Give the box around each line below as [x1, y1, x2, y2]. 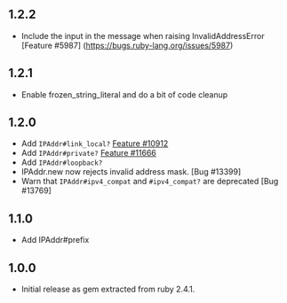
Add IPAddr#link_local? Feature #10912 [20, 138, 169, 149]
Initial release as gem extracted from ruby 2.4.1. [20, 284, 195, 295]
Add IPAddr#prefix [20, 235, 90, 245]
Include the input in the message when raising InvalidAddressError [20, 30, 265, 41]
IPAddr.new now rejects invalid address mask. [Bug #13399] [20, 167, 242, 177]
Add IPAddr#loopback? [20, 157, 103, 167]
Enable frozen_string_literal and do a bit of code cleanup [20, 89, 228, 100]
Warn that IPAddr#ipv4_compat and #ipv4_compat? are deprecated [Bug [20, 176, 279, 187]
